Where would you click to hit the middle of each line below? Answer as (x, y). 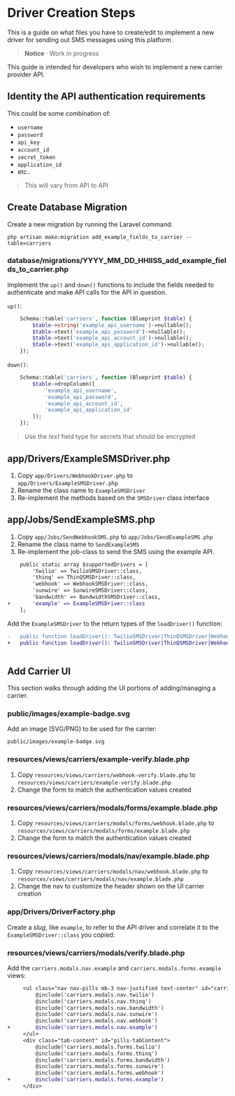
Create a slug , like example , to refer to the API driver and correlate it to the (113, 927)
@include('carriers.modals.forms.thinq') (97, 1053)
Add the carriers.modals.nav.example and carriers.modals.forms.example (114, 968)
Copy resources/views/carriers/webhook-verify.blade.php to (106, 774)
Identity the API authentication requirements (107, 96)
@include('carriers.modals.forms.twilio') (98, 1047)
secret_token (36, 157)
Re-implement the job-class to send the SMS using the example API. (116, 551)
